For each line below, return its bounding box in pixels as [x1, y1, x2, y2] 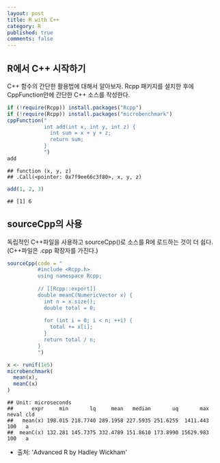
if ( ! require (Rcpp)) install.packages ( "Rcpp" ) [7, 104, 142, 111]
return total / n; [43, 336, 96, 343]
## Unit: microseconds [7, 399, 72, 406]
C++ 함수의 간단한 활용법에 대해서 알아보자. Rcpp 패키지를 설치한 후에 [7, 82, 195, 90]
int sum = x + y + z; [50, 129, 111, 137]
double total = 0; [43, 304, 96, 312]
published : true [7, 29, 53, 36]
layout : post [7, 10, 44, 17]
